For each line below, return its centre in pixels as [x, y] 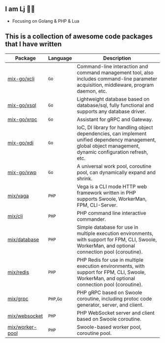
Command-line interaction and [112, 66]
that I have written [33, 44]
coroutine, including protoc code [114, 299]
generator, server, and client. [110, 305]
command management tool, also [115, 72]
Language [60, 58]
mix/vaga [18, 196]
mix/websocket [25, 316]
